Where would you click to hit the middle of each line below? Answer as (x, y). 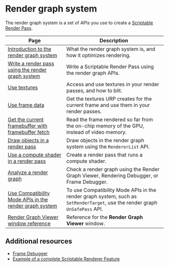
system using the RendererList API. (108, 147)
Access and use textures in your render (113, 84)
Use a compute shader (35, 155)
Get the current (26, 119)
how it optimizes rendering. (98, 55)
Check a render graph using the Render (113, 169)
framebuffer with (28, 125)
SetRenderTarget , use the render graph (112, 203)
